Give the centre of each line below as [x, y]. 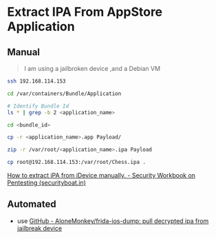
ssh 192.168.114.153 [37, 81]
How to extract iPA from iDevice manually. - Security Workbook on [101, 175]
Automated [32, 204]
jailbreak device [40, 228]
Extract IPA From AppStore [85, 12]
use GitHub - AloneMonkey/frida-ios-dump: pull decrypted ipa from [113, 220]
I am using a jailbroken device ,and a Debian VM [92, 69]
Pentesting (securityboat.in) [46, 183]
